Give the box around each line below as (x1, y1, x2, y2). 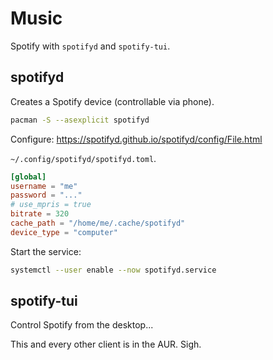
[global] (10, 172, 47, 182)
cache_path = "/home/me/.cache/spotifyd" (10, 218, 186, 228)
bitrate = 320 (10, 209, 70, 219)
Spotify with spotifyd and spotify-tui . (10, 40, 171, 52)
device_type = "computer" (10, 227, 118, 237)
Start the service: (10, 245, 82, 257)
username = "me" (10, 181, 78, 191)
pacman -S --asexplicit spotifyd (10, 115, 150, 125)
